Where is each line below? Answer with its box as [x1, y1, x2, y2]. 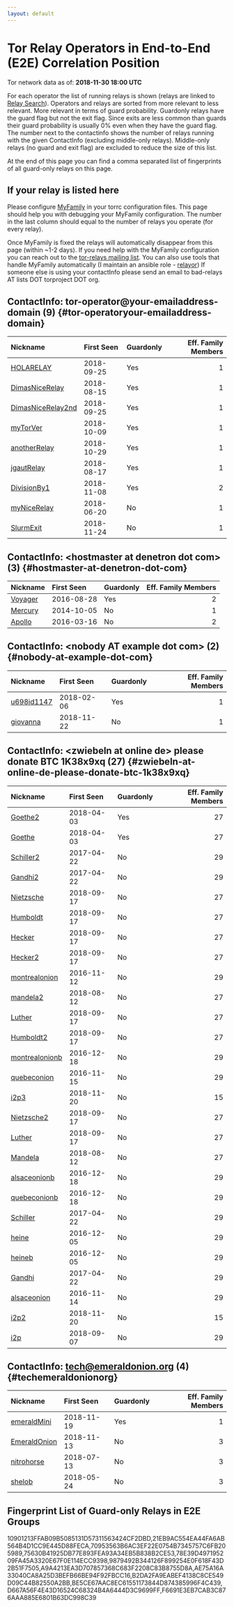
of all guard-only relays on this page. [7, 164, 113, 173]
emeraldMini [10, 1417, 52, 1427]
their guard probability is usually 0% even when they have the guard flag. [7, 121, 217, 130]
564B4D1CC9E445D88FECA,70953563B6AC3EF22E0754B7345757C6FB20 [7, 1542, 226, 1550]
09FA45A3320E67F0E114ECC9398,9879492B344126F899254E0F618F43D [7, 1557, 224, 1565]
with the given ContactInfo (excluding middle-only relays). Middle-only [7, 136, 210, 144]
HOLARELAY [10, 363, 52, 373]
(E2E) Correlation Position [7, 55, 160, 70]
